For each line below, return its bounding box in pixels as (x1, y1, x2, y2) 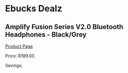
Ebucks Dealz (5, 3, 63, 14)
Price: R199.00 (5, 53, 35, 59)
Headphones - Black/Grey (5, 30, 87, 38)
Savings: (5, 63, 23, 68)
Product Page (5, 43, 33, 49)
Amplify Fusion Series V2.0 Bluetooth (5, 23, 124, 31)
